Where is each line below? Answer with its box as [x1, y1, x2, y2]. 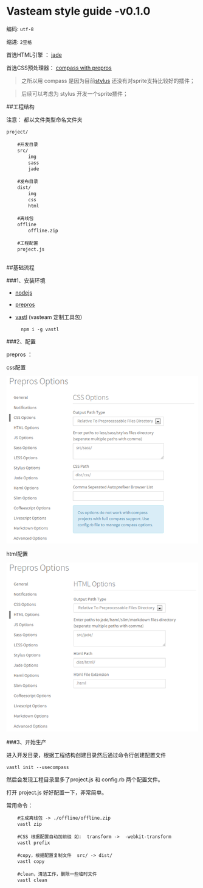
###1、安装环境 [6, 276, 46, 284]
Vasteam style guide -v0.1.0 [6, 4, 151, 18]
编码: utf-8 [6, 25, 34, 32]
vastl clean [17, 877, 47, 884]
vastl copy [17, 859, 45, 865]
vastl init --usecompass [6, 764, 69, 771]
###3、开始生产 [6, 739, 47, 746]
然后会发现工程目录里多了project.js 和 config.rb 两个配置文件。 [6, 776, 163, 783]
